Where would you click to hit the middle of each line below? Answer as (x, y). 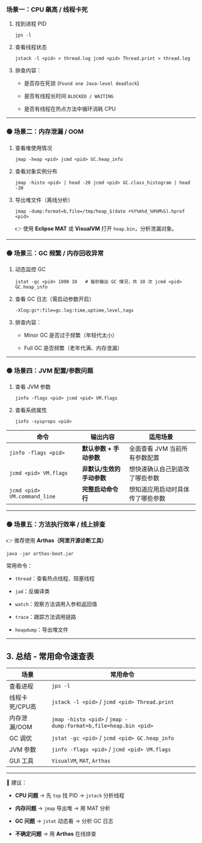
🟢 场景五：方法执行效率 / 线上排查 (56, 524)
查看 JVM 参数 (33, 387)
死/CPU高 (23, 707)
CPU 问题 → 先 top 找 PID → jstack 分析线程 (70, 795)
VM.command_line (32, 497)
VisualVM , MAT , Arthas (81, 760)
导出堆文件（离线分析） (44, 199)
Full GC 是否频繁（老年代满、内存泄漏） (73, 348)
